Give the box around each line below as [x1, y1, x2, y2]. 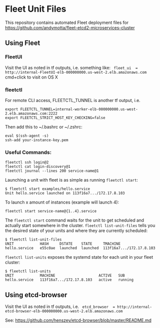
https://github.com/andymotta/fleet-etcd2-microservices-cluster [5, 24, 135, 30]
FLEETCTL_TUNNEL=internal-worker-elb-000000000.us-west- [20, 106, 138, 112]
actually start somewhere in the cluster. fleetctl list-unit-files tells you [5, 223, 156, 228]
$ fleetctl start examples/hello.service [5, 186, 90, 191]
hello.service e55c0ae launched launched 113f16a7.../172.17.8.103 [5, 246, 156, 251]
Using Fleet [5, 39, 40, 47]
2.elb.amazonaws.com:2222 [5, 111, 57, 116]
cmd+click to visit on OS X [5, 74, 58, 80]
